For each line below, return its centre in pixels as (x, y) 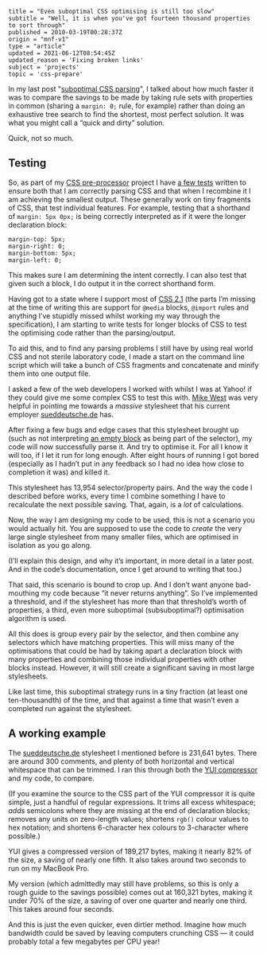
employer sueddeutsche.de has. (61, 414)
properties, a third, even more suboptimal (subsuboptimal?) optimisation (126, 610)
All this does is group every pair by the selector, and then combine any (124, 634)
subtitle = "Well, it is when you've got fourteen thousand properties (129, 18)
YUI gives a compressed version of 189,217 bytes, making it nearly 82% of (130, 851)
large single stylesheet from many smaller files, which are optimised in (123, 537)
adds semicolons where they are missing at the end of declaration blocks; (129, 810)
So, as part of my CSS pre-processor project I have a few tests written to (127, 182)
